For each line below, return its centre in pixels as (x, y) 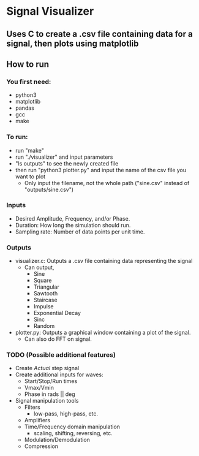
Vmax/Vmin (39, 388)
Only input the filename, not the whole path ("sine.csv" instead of (107, 183)
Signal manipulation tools (47, 401)
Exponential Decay (57, 313)
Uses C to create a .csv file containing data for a (99, 34)
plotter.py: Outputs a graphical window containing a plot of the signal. (103, 333)
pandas (25, 108)
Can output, (39, 267)
